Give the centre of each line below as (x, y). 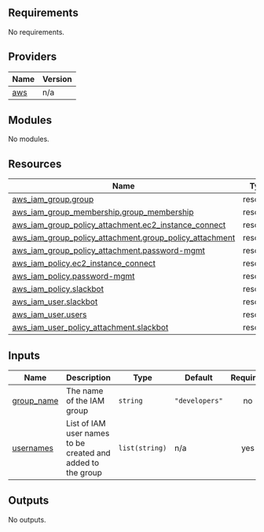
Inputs (24, 355)
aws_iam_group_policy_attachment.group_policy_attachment (124, 238)
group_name (35, 401)
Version (57, 79)
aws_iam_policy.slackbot (58, 289)
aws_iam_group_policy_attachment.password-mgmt (109, 251)
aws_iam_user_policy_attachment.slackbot (90, 328)
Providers (33, 57)
